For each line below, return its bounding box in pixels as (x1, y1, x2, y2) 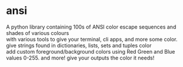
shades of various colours (6, 29, 69, 36)
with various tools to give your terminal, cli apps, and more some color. (6, 36, 178, 43)
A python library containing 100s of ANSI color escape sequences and (6, 23, 177, 30)
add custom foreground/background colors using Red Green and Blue (6, 48, 175, 55)
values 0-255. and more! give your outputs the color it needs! (6, 54, 155, 61)
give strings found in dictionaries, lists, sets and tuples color (6, 42, 152, 49)
